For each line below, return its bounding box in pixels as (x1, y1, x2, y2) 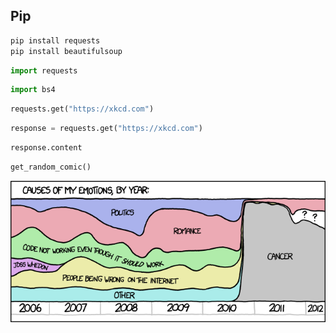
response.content (10, 143, 83, 153)
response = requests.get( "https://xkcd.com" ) (10, 124, 203, 134)
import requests (10, 65, 78, 76)
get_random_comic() (10, 162, 92, 172)
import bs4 (10, 85, 56, 95)
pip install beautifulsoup (10, 46, 123, 56)
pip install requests (10, 35, 101, 46)
